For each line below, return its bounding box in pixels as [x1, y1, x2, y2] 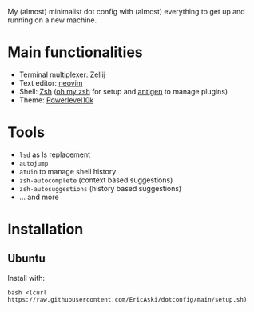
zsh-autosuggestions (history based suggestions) [18, 183, 182, 193]
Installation [7, 220, 84, 238]
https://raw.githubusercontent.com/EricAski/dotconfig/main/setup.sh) [7, 295, 248, 303]
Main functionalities [7, 43, 143, 62]
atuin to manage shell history [18, 166, 117, 176]
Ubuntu [7, 252, 46, 266]
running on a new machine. [7, 15, 97, 25]
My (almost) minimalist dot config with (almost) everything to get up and [7, 7, 245, 16]
